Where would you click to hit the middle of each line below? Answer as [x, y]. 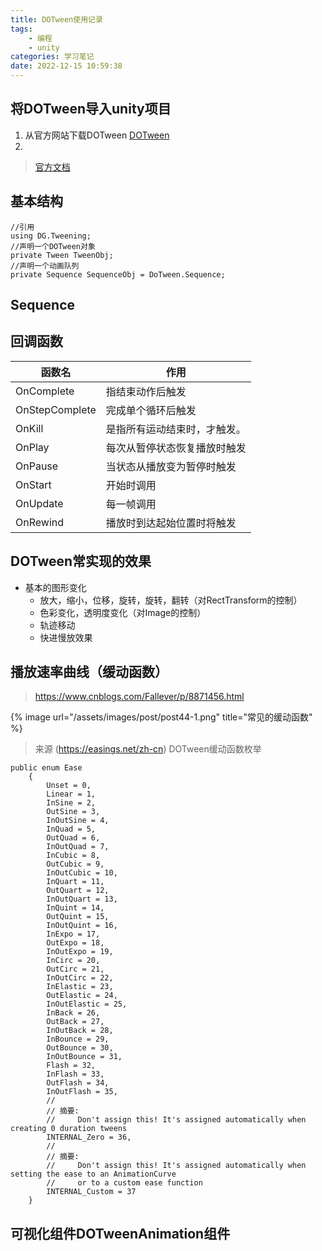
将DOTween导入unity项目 [91, 109]
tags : [21, 29]
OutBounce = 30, [80, 1048]
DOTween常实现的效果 [81, 561]
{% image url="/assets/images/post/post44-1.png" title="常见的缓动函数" [161, 717]
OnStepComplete [56, 409]
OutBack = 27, [75, 1022]
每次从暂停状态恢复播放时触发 [176, 448]
